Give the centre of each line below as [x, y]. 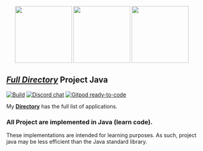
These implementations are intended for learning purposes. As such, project [101, 135]
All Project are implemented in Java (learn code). [79, 122]
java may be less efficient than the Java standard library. [77, 142]
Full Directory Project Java [57, 80]
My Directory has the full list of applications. [62, 106]
